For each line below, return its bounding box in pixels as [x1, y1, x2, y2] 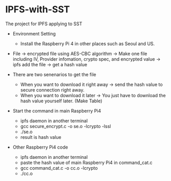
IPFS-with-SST [5, 4, 70, 15]
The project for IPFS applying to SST [5, 21, 82, 27]
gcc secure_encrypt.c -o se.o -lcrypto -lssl [20, 123, 111, 129]
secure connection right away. [20, 86, 84, 93]
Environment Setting [12, 30, 56, 37]
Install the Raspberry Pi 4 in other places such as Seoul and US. [20, 40, 155, 47]
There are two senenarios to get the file [12, 71, 96, 78]
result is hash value [20, 134, 61, 140]
